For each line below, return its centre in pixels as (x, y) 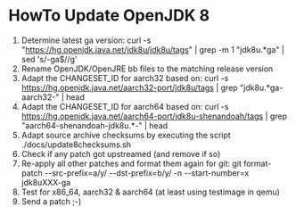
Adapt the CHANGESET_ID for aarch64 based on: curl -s (125, 106)
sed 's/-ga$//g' (49, 59)
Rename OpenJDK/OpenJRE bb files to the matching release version (147, 69)
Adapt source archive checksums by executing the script (126, 135)
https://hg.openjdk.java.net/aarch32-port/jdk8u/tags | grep (129, 87)
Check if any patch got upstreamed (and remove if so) (121, 153)
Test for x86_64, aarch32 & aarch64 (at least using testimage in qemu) (150, 192)
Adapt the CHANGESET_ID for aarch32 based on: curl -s (125, 78)
